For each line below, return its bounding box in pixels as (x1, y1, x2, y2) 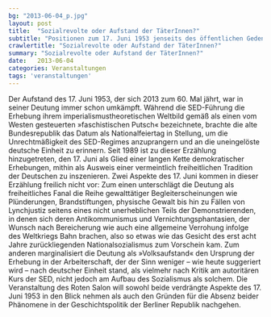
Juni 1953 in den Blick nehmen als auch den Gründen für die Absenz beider (8, 291, 260, 301)
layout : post (8, 19, 52, 27)
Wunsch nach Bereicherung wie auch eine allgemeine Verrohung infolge (8, 223, 249, 232)
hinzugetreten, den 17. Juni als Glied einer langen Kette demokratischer (8, 154, 244, 164)
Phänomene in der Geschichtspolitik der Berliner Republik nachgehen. (8, 299, 242, 309)
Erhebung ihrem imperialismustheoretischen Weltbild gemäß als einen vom (8, 111, 257, 121)
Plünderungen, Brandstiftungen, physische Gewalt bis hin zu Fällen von (8, 197, 245, 206)
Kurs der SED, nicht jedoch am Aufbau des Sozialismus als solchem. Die (8, 273, 248, 283)
